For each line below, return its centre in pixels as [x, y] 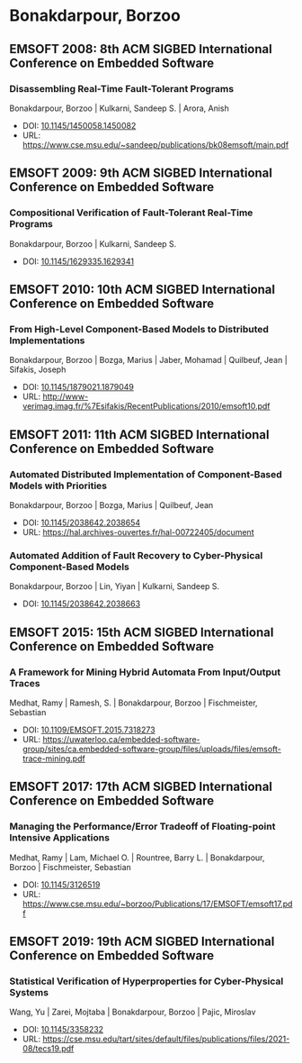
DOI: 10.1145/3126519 [61, 885]
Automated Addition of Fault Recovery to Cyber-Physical [136, 555]
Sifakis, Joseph [38, 369]
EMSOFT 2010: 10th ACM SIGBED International [142, 289]
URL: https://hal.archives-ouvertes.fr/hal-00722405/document [138, 531]
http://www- [66, 396]
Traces [25, 683]
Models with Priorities [58, 486]
